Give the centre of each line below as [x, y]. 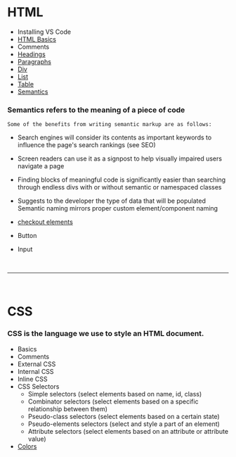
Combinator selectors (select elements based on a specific [113, 401]
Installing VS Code [44, 32]
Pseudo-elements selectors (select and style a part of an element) [124, 424]
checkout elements [45, 222]
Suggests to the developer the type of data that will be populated [111, 201]
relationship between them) [67, 408]
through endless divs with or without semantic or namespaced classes [119, 187]
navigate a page [41, 166]
